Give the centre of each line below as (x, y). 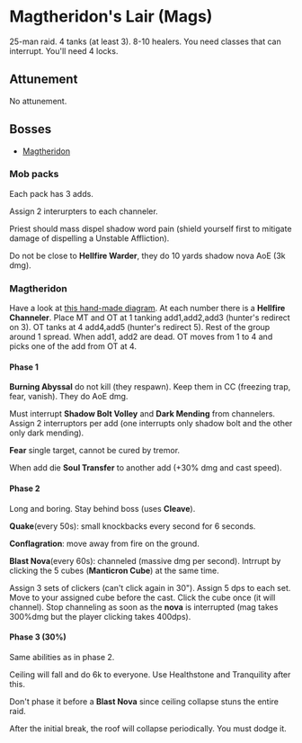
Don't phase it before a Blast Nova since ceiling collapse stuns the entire (144, 701)
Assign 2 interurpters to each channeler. (84, 211)
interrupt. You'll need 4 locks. (64, 50)
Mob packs (34, 175)
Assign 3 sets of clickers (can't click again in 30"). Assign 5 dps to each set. (150, 587)
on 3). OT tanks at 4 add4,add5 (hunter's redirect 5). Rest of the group (140, 327)
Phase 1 (24, 367)
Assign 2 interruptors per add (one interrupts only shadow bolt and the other (151, 424)
